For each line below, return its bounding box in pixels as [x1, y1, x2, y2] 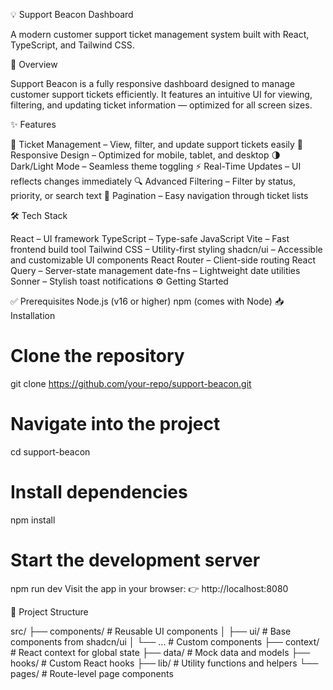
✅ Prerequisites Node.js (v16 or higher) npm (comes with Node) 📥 [10, 295, 285, 307]
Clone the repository [10, 345, 185, 368]
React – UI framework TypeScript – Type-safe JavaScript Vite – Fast [10, 233, 290, 244]
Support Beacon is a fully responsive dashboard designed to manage [10, 78, 296, 89]
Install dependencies [10, 481, 188, 504]
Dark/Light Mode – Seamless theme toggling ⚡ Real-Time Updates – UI [10, 160, 302, 172]
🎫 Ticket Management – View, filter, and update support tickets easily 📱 [10, 139, 303, 150]
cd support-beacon [10, 445, 91, 458]
